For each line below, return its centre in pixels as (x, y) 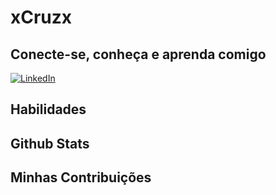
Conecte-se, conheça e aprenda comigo (138, 54)
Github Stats (50, 143)
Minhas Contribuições (81, 177)
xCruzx (41, 17)
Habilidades (48, 109)
